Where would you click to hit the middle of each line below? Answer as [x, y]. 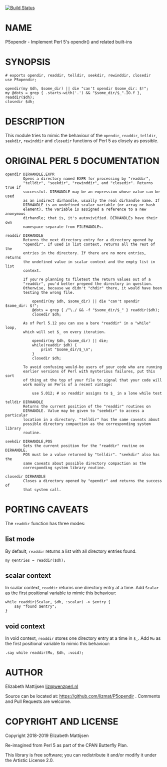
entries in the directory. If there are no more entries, [85, 253]
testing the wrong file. [49, 292]
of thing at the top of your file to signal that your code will [93, 380]
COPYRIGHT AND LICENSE [62, 722]
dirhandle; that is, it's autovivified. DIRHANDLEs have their [90, 218]
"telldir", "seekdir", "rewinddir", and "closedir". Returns [88, 183]
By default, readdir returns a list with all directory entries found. [71, 551]
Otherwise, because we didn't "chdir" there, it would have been [93, 288]
